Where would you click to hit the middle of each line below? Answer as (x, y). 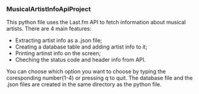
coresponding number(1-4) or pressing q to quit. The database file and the (100, 78)
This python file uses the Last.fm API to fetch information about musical (96, 22)
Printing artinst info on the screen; (58, 53)
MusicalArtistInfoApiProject (49, 9)
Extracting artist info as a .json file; (58, 41)
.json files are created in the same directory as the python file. (84, 84)
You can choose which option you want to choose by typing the (86, 72)
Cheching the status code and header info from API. (80, 60)
